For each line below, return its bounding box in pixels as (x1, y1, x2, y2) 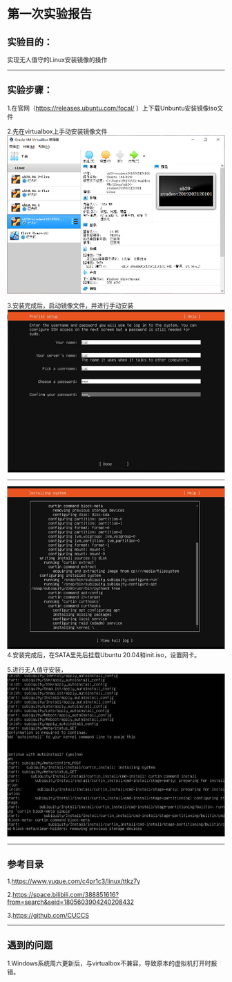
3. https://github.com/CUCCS (7, 911, 90, 919)
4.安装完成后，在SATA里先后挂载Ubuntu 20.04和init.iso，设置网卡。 (7, 651, 201, 659)
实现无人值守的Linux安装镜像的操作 (7, 56, 108, 64)
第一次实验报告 (7, 6, 93, 22)
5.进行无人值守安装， (7, 665, 67, 674)
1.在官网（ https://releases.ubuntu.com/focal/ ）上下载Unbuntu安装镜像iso (7, 104, 217, 112)
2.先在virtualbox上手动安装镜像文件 (7, 127, 108, 135)
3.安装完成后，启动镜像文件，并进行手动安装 (7, 301, 134, 310)
